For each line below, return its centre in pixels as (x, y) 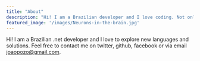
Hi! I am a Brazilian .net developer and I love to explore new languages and (98, 40)
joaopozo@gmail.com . (34, 52)
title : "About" (25, 12)
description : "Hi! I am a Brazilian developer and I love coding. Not (96, 17)
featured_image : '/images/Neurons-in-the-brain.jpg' (73, 23)
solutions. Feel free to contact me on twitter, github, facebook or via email (97, 46)
